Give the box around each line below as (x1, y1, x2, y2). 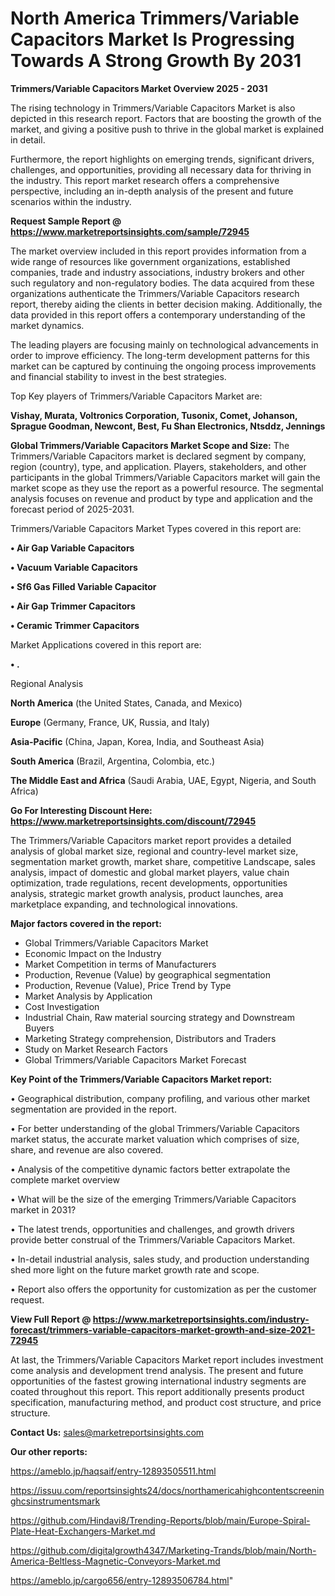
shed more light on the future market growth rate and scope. (10, 1263, 260, 1276)
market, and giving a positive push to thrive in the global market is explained (10, 123, 325, 135)
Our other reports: (10, 1445, 88, 1457)
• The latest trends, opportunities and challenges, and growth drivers (10, 1223, 295, 1235)
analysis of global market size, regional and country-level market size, (10, 845, 299, 857)
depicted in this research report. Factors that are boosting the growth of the (10, 112, 322, 124)
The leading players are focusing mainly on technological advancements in (10, 338, 319, 351)
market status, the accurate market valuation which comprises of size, (10, 1133, 300, 1145)
